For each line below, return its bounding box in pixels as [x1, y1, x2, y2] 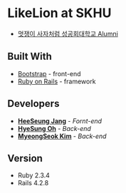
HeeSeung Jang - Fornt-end [17, 116, 102, 125]
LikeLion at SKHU [7, 5, 112, 21]
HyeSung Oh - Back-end [17, 124, 91, 132]
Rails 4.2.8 [17, 179, 49, 187]
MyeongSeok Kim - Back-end [17, 132, 107, 140]
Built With [7, 51, 52, 63]
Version [7, 152, 43, 165]
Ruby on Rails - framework [17, 77, 96, 85]
